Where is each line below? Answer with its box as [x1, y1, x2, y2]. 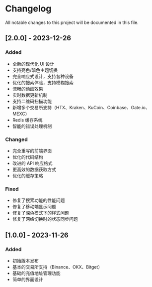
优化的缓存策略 [12, 172, 43, 178]
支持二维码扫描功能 [12, 98, 52, 104]
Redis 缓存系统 [12, 117, 43, 123]
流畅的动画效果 [12, 86, 43, 92]
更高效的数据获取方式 [12, 166, 56, 172]
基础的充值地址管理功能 [12, 270, 61, 276]
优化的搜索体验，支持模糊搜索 [12, 79, 74, 85]
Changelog [5, 3, 52, 14]
